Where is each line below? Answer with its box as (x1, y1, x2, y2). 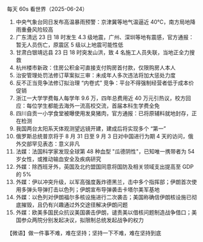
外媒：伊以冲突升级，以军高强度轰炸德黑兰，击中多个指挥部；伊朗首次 (15, 179, 192, 185)
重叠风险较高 (21, 26, 53, 33)
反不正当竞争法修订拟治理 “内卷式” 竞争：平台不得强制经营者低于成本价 (15, 79, 194, 87)
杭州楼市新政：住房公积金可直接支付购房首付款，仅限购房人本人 (15, 64, 176, 71)
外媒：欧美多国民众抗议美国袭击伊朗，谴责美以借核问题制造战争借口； (15, 209, 192, 216)
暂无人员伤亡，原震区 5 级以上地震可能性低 (15, 41, 123, 48)
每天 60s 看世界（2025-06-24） (7, 5, 88, 12)
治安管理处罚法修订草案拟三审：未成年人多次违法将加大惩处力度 (15, 72, 176, 79)
